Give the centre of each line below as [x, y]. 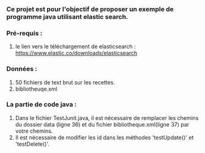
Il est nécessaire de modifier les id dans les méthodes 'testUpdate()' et [104, 137]
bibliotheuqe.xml [36, 89]
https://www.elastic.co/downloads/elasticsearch [76, 53]
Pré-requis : [24, 33]
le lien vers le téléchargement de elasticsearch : [75, 47]
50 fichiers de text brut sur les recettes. [65, 82]
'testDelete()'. [32, 144]
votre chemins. [34, 131]
